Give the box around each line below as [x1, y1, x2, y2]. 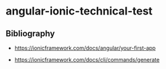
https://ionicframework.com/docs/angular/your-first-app [14, 44, 156, 51]
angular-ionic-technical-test [5, 4, 153, 18]
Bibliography [5, 28, 55, 39]
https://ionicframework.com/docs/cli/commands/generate [14, 56, 160, 63]
